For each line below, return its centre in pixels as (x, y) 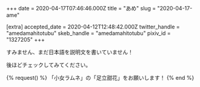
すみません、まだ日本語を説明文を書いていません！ (70, 52)
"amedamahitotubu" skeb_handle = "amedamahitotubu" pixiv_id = (88, 33)
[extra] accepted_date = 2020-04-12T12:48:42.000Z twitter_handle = (93, 27)
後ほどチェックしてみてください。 (49, 65)
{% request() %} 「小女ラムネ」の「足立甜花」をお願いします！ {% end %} (100, 78)
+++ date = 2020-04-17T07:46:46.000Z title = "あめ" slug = (81, 8)
